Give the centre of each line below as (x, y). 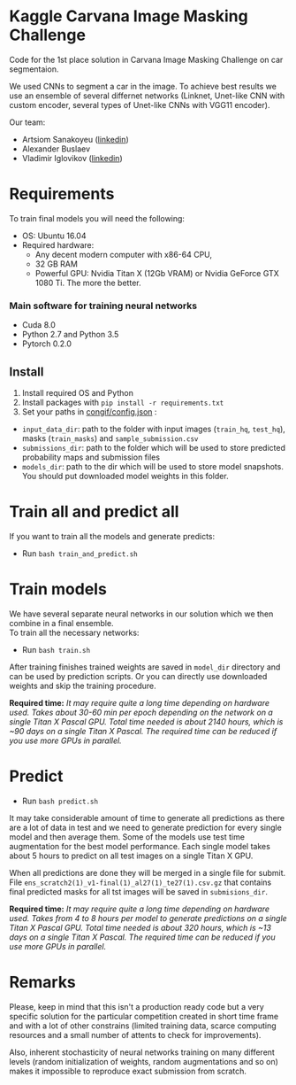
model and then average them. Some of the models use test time (127, 837)
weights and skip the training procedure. (83, 686)
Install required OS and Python (78, 392)
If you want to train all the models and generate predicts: (112, 536)
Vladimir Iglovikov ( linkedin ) (72, 158)
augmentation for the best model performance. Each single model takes (140, 846)
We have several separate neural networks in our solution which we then (141, 614)
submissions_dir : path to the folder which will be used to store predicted (153, 447)
